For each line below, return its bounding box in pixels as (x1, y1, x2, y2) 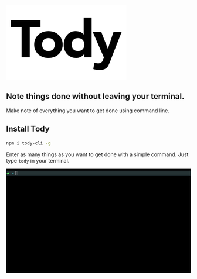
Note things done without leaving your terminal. (6, 91, 185, 101)
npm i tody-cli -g (6, 140, 51, 146)
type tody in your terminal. (6, 157, 70, 164)
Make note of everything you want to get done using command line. (6, 107, 170, 114)
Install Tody (6, 124, 50, 134)
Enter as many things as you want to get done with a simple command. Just (6, 151, 189, 158)
